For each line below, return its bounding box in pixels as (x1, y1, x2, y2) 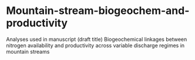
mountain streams (6, 48, 50, 55)
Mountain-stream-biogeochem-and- (6, 4, 190, 17)
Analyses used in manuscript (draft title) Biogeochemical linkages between (6, 36, 187, 43)
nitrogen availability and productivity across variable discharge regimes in (6, 42, 185, 49)
